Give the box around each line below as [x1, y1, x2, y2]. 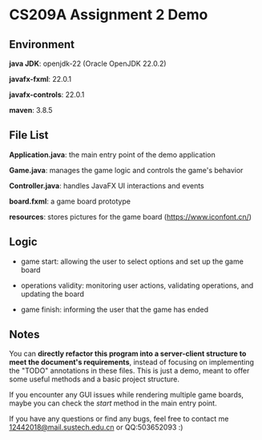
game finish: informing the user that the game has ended [20, 305, 209, 314]
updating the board [20, 289, 85, 298]
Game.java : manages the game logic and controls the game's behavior [9, 165, 244, 175]
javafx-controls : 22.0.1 [9, 90, 85, 99]
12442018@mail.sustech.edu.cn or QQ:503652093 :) [9, 422, 183, 432]
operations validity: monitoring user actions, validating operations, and [20, 281, 254, 290]
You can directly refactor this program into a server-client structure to [9, 349, 247, 358]
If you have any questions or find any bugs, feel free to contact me [9, 414, 229, 424]
